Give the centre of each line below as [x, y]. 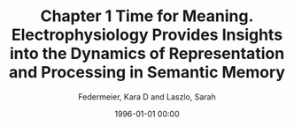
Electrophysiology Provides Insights [147, 35]
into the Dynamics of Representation [147, 54]
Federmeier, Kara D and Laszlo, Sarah [147, 96]
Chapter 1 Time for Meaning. [147, 16]
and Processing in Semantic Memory [147, 73]
